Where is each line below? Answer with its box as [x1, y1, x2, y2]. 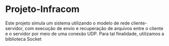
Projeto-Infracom [5, 3, 80, 15]
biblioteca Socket [5, 36, 42, 42]
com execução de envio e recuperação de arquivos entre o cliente [24, 25, 163, 31]
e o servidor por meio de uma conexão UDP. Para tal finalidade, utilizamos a [5, 30, 164, 36]
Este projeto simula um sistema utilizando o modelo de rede [5, 20, 130, 26]
